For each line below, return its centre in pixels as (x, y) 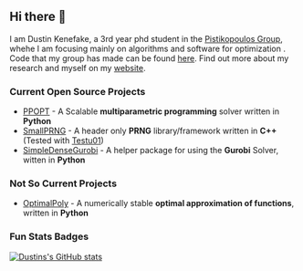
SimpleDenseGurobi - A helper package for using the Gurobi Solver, (151, 151)
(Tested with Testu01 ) (63, 141)
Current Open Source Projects (78, 91)
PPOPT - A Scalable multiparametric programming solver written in (151, 111)
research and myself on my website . (78, 68)
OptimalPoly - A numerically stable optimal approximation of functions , (158, 203)
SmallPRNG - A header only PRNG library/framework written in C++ (150, 131)
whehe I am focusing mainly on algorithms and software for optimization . (147, 48)
